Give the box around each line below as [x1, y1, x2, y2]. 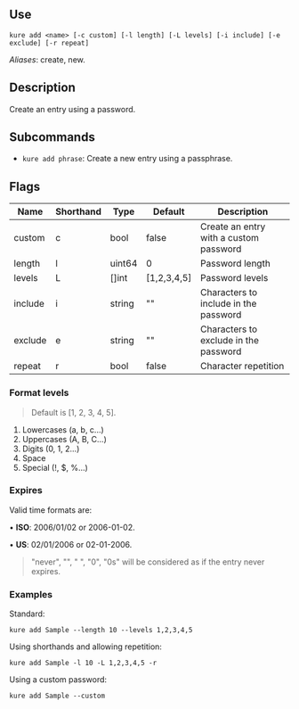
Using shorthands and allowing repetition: [9, 641, 163, 652]
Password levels [199, 272, 269, 284]
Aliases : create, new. [9, 54, 86, 65]
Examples [9, 588, 53, 600]
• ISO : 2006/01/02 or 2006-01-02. [9, 522, 135, 532]
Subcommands [9, 129, 95, 145]
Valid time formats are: [9, 504, 93, 515]
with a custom [199, 232, 260, 244]
